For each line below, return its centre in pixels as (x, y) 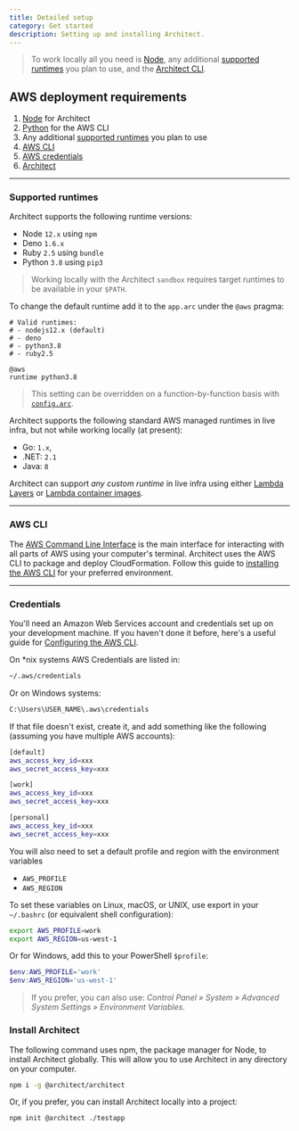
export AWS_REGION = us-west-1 (63, 939)
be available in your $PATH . (79, 289)
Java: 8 (35, 466)
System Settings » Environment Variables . (108, 1007)
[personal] (29, 818)
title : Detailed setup (51, 17)
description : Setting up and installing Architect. (107, 34)
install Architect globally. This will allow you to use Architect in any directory (148, 1059)
